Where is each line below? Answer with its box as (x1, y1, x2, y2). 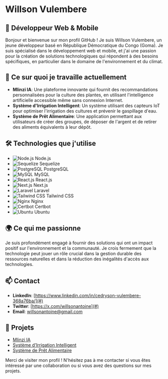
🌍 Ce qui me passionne (5, 224, 81, 233)
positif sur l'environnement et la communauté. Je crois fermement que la (5, 245, 156, 251)
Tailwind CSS (46, 193, 74, 199)
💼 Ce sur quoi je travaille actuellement (5, 73, 127, 82)
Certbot (34, 203, 51, 209)
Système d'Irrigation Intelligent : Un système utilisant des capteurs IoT (12, 102, 160, 109)
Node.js (35, 155, 51, 161)
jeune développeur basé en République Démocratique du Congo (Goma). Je (5, 42, 163, 48)
